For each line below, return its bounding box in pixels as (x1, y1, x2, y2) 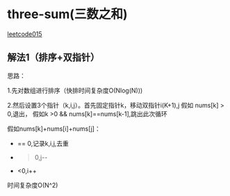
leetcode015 (7, 29, 43, 38)
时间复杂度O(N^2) (7, 181, 58, 189)
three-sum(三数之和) (7, 6, 128, 22)
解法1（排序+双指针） (7, 51, 100, 63)
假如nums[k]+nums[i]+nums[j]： (7, 124, 101, 133)
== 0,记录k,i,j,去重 (17, 139, 69, 147)
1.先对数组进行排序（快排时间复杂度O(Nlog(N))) (7, 86, 143, 95)
